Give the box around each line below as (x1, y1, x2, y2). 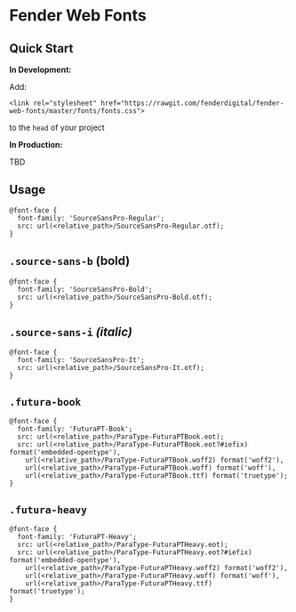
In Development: (9, 64, 72, 75)
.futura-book (9, 395, 82, 408)
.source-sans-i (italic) (9, 325, 133, 340)
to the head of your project (9, 122, 105, 133)
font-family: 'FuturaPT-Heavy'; (17, 533, 138, 542)
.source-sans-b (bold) (9, 254, 131, 269)
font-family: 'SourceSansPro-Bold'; (17, 285, 153, 294)
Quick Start (9, 41, 74, 56)
